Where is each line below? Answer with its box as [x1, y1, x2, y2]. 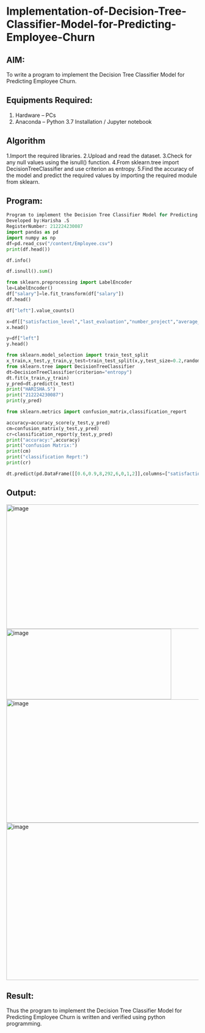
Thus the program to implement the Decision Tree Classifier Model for [6, 1007, 182, 1015]
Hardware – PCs [15, 112, 56, 119]
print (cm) [6, 448, 32, 455]
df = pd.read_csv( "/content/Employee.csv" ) [6, 240, 113, 246]
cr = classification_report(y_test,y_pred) [6, 431, 113, 437]
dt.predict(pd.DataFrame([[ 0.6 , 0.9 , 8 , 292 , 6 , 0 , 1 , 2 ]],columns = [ [6, 471, 168, 477]
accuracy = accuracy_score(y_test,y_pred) [6, 420, 111, 426]
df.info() [6, 257, 32, 263]
